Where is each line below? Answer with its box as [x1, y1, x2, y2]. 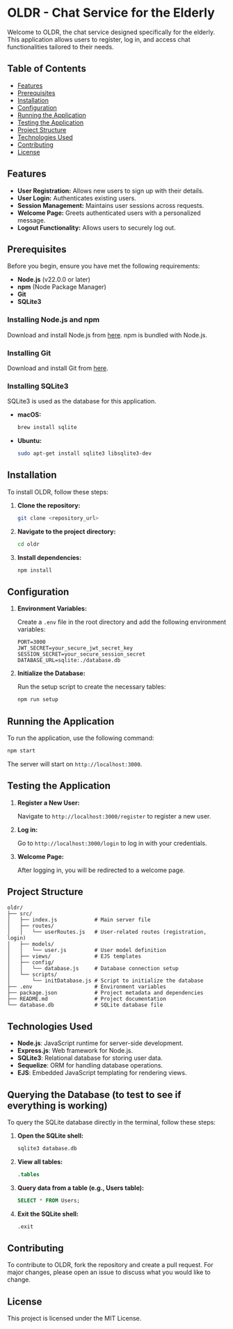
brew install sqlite [17, 424, 77, 431]
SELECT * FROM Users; [17, 1197, 81, 1204]
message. [17, 216, 46, 224]
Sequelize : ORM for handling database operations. [17, 1061, 163, 1070]
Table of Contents [7, 63, 87, 74]
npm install [17, 567, 52, 574]
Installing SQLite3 [7, 381, 69, 391]
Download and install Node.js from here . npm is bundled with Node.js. [7, 330, 207, 339]
